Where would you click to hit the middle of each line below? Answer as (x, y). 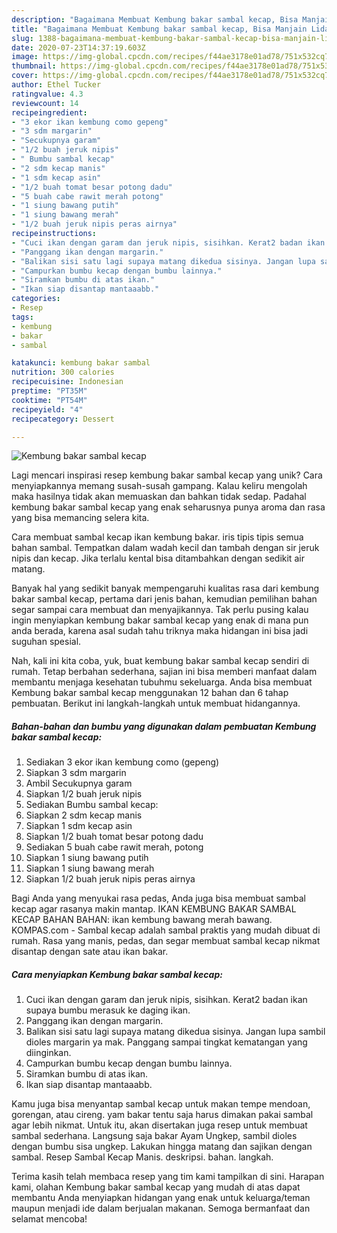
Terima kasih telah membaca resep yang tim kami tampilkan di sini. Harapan (168, 1177)
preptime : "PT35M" (49, 391)
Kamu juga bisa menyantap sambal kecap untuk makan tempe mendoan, (161, 1104)
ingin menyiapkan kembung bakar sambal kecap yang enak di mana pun (160, 620)
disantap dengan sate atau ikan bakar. (90, 952)
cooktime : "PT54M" (49, 400)
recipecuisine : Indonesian (67, 382)
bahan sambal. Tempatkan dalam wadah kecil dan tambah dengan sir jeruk (165, 548)
